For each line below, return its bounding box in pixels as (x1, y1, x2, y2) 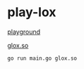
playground (7, 27, 41, 36)
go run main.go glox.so (7, 54, 78, 62)
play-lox (7, 4, 56, 20)
